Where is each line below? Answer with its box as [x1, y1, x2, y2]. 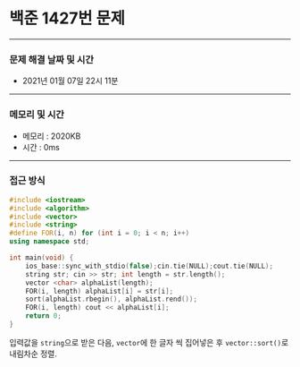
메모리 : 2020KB [21, 131, 81, 141]
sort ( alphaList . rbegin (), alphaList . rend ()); [25, 294, 198, 304]
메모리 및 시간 [9, 108, 65, 121]
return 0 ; [25, 312, 62, 320]
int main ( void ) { [9, 253, 74, 262]
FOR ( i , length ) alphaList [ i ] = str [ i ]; [25, 286, 174, 295]
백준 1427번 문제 [9, 8, 125, 29]
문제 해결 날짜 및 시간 [9, 53, 94, 65]
